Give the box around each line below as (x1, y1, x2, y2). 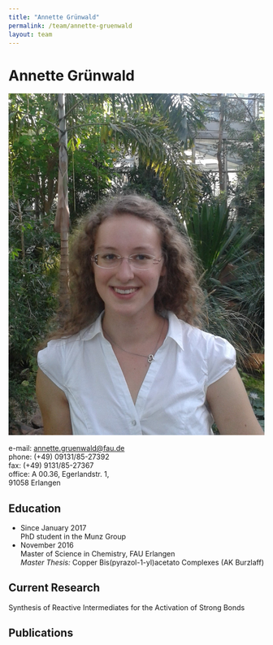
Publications (8, 626, 74, 640)
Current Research (8, 581, 100, 595)
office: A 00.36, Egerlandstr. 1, (8, 470, 110, 479)
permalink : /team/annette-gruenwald (8, 21, 132, 30)
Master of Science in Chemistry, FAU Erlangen (19, 549, 175, 558)
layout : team (8, 30, 53, 38)
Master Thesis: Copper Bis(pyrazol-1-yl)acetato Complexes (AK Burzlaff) (19, 557, 265, 567)
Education (8, 501, 62, 515)
